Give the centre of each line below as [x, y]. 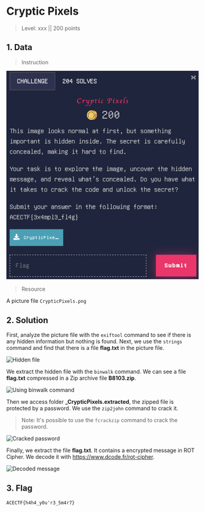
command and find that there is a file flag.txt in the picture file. [85, 348]
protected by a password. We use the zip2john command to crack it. [92, 409]
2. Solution [27, 320]
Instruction [35, 62]
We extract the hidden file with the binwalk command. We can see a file [96, 372]
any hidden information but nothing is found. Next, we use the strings [95, 341]
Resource [33, 289]
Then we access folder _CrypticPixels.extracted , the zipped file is [90, 402]
